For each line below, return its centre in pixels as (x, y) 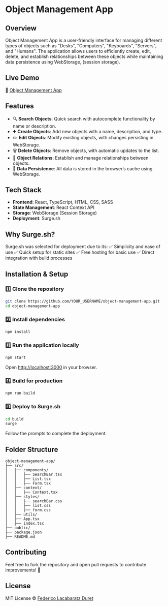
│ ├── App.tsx (22, 519)
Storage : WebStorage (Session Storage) (55, 213)
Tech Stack (23, 190)
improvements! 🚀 (23, 570)
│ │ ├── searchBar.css (34, 501)
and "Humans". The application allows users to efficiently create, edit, (78, 51)
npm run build (20, 393)
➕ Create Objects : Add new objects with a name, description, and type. (87, 131)
